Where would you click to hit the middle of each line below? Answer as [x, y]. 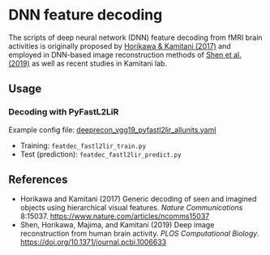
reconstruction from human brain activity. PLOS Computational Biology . [139, 234]
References [38, 180]
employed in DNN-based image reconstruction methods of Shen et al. [125, 54]
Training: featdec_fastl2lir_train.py [83, 145]
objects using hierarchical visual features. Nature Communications [131, 208]
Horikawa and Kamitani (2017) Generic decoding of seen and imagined [138, 199]
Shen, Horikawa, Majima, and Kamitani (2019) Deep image [117, 225]
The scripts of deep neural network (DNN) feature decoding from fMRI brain [135, 37]
